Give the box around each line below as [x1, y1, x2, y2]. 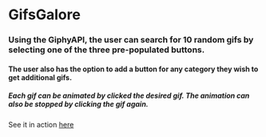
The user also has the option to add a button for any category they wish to [8, 64, 259, 74]
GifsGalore [8, 6, 81, 24]
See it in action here [8, 119, 74, 129]
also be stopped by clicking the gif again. [8, 99, 149, 109]
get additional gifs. [8, 72, 73, 82]
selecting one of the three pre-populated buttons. [8, 44, 205, 55]
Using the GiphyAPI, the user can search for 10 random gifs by [8, 34, 254, 46]
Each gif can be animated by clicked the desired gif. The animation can [8, 91, 250, 101]
